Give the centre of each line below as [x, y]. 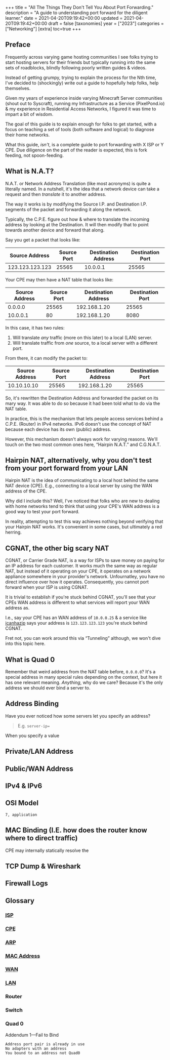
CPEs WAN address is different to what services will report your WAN [78, 602]
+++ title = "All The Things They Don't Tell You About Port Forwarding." [79, 7]
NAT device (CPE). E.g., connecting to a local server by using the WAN [79, 486]
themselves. [18, 88]
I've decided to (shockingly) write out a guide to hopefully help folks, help [82, 83]
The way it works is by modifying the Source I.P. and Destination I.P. [76, 204]
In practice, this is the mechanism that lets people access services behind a [84, 418]
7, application [21, 814]
